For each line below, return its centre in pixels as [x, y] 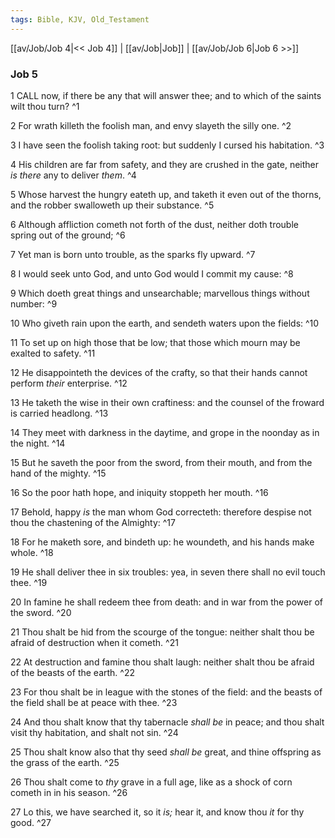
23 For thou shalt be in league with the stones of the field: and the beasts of [166, 692]
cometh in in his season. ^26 [69, 792]
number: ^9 [34, 303]
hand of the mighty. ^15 [58, 473]
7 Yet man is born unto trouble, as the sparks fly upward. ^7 [133, 254]
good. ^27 [31, 822]
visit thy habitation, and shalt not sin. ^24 [94, 732]
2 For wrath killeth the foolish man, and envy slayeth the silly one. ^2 [151, 125]
